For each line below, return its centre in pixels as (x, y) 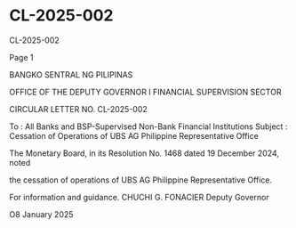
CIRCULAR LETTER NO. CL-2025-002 (79, 109)
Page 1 (21, 57)
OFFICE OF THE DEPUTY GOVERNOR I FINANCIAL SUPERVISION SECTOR (145, 92)
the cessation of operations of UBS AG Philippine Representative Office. (141, 180)
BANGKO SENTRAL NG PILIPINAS (71, 74)
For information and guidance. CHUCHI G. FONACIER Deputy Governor (139, 197)
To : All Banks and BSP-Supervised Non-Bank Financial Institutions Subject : (148, 126)
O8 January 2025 (41, 214)
